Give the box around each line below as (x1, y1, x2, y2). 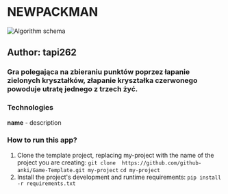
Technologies (7, 103, 53, 112)
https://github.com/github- (121, 159, 202, 167)
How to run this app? (7, 135, 77, 145)
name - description (7, 118, 62, 127)
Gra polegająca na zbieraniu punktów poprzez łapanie (7, 67, 190, 77)
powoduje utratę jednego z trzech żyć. (7, 84, 138, 94)
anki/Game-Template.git (16, 167, 86, 173)
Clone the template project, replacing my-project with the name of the (16, 151, 214, 159)
